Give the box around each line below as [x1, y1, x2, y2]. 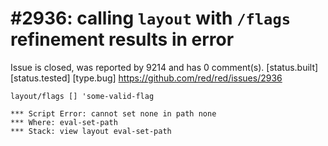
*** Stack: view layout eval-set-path [10, 126, 172, 136]
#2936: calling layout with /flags [10, 7, 292, 30]
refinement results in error [10, 28, 235, 51]
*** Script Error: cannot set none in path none [10, 108, 217, 119]
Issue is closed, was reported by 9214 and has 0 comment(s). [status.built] [10, 61, 319, 73]
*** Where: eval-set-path [10, 117, 118, 127]
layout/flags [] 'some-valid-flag [10, 91, 155, 101]
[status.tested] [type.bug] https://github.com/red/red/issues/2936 [10, 72, 283, 84]
